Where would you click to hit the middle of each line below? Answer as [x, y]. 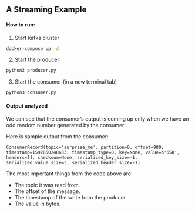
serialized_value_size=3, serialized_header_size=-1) [73, 163]
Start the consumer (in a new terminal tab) [66, 82]
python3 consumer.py [31, 93]
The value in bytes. [38, 204]
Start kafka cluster [37, 38]
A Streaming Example [46, 10]
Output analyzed [27, 106]
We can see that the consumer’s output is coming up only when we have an [97, 119]
